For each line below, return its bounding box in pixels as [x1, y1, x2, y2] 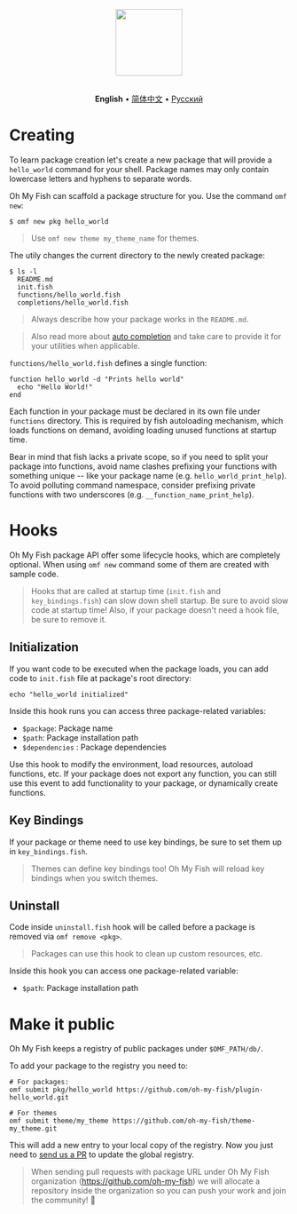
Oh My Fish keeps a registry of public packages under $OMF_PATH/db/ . [9, 1043, 263, 1054]
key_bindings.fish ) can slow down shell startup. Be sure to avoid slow [30, 595, 289, 606]
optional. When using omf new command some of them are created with [9, 559, 270, 569]
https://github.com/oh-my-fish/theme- [112, 1116, 255, 1126]
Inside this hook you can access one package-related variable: [9, 965, 239, 976]
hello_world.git [9, 1093, 69, 1102]
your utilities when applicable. [30, 340, 140, 351]
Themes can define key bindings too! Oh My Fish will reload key [30, 863, 265, 874]
